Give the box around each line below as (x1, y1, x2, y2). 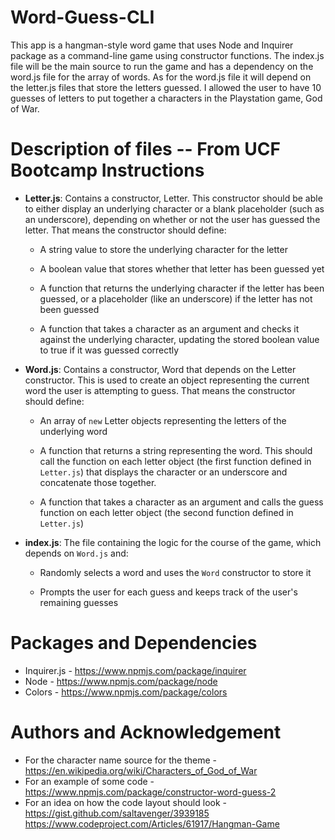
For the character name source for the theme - (24, 754, 217, 766)
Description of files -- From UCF (10, 138, 281, 161)
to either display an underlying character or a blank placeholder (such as (24, 202, 325, 215)
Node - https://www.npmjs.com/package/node (24, 675, 218, 687)
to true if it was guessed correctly (39, 344, 180, 356)
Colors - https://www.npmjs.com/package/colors (24, 686, 228, 698)
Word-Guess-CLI (10, 6, 155, 29)
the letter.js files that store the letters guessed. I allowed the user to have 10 (10, 81, 322, 93)
